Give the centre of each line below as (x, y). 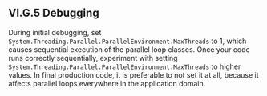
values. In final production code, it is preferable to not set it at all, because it (133, 74)
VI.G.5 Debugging (54, 13)
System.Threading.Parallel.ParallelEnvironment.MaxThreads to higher (125, 66)
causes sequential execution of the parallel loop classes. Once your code (129, 49)
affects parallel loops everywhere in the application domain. (107, 83)
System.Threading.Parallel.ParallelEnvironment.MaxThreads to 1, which (127, 41)
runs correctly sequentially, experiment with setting (93, 58)
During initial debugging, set (55, 32)
